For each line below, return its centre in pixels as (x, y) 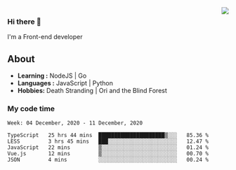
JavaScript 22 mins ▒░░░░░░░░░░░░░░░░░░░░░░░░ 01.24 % (108, 148)
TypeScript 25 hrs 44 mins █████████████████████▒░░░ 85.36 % (108, 136)
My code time (31, 109)
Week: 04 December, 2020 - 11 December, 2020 (75, 123)
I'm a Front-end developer (45, 37)
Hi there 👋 (25, 22)
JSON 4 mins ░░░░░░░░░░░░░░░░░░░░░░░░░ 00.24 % (108, 160)
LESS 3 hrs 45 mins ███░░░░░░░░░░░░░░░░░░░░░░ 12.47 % (108, 142)
